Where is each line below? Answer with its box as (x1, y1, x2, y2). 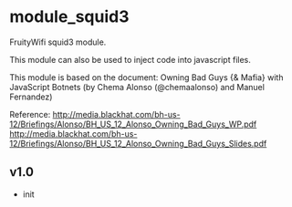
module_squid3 (9, 6, 130, 27)
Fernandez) (9, 91, 53, 102)
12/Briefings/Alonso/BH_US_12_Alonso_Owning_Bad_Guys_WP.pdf (9, 119, 257, 129)
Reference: (9, 109, 51, 119)
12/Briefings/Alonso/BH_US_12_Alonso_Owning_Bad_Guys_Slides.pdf (9, 138, 267, 149)
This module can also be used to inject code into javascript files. (9, 54, 251, 65)
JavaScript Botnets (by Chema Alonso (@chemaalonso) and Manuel (9, 81, 265, 92)
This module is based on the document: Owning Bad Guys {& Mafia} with (9, 71, 284, 83)
